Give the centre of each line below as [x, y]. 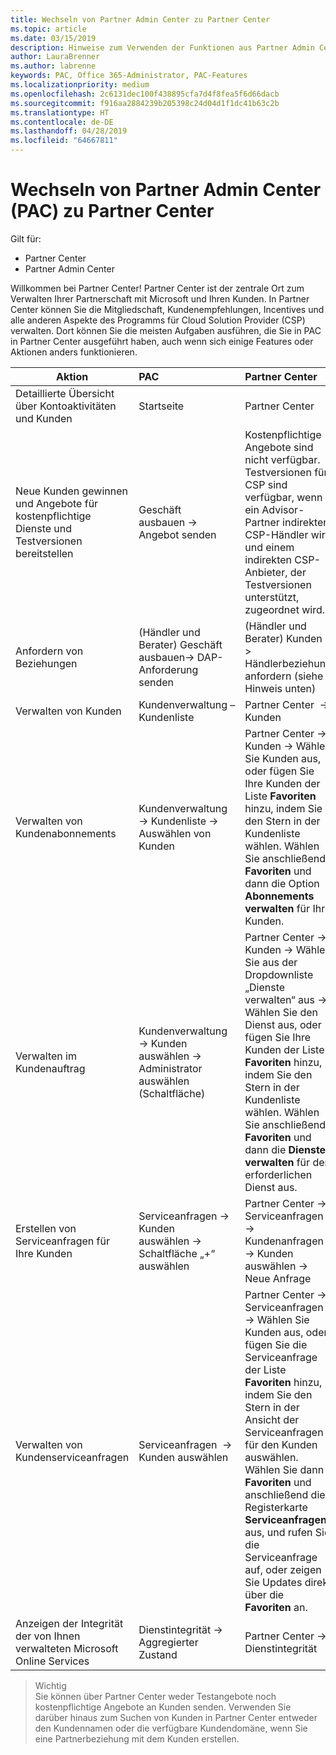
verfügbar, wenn [283, 497]
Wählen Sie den [281, 1012]
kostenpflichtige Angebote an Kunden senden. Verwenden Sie [163, 1707]
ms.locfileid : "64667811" [64, 141]
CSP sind [266, 484]
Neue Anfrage [278, 1278]
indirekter [305, 522]
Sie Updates [273, 1582]
